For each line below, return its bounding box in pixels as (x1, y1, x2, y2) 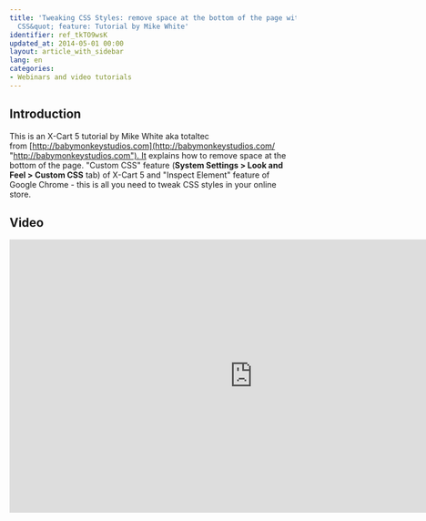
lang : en (9, 56, 43, 65)
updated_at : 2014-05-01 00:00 (9, 38, 125, 48)
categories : (9, 65, 55, 74)
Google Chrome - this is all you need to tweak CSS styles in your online (9, 179, 277, 189)
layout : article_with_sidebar (9, 47, 125, 56)
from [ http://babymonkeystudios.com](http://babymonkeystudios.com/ (9, 140, 276, 151)
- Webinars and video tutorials (9, 73, 132, 82)
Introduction (9, 107, 82, 122)
